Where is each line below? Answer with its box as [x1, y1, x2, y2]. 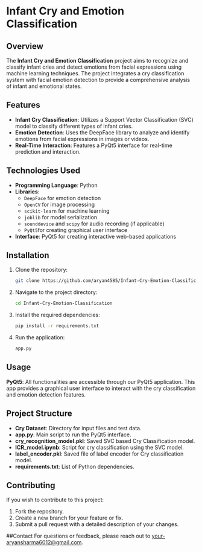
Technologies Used [6, 166, 80, 176]
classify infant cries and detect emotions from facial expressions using [6, 63, 182, 71]
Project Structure [6, 409, 72, 419]
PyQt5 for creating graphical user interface [24, 226, 128, 233]
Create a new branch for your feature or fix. [14, 514, 124, 522]
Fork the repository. [14, 508, 65, 515]
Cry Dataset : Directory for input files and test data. [14, 424, 142, 431]
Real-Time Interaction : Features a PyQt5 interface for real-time [14, 142, 173, 149]
